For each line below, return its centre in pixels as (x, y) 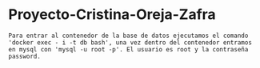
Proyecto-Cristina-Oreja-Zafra (112, 15)
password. (25, 56)
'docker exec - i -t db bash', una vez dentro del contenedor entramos (130, 42)
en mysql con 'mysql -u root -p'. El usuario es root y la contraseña (128, 49)
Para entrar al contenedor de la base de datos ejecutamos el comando (128, 36)
